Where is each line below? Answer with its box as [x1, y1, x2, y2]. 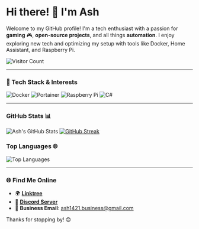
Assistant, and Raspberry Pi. [6, 46, 75, 53]
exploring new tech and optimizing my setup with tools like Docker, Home [6, 40, 185, 47]
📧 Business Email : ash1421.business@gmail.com [14, 205, 134, 212]
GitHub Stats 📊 [6, 112, 52, 120]
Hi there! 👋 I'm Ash [6, 5, 99, 19]
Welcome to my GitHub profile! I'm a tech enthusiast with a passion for [6, 25, 178, 32]
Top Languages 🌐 [6, 142, 58, 151]
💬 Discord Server [14, 198, 58, 205]
